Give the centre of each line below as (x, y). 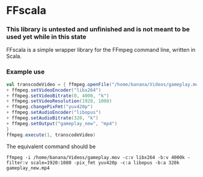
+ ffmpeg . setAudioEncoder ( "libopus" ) (54, 113)
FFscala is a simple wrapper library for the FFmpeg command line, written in (101, 50)
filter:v (17, 163)
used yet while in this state (46, 37)
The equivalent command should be (51, 146)
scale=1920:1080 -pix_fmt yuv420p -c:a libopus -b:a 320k (105, 163)
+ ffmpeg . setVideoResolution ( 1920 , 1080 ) (59, 101)
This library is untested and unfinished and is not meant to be (98, 29)
